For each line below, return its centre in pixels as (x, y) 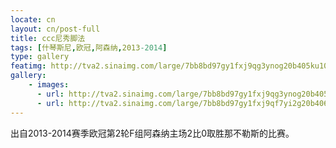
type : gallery (40, 57)
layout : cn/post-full (55, 29)
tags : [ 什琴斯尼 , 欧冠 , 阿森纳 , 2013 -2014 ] (89, 47)
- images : (49, 85)
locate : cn (33, 19)
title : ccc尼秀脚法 (48, 38)
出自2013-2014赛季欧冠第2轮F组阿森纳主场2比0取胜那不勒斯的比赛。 (152, 133)
